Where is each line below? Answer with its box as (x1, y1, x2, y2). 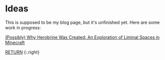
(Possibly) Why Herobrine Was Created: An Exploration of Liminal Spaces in (5, 34, 160, 40)
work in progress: (5, 24, 41, 30)
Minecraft (5, 39, 25, 45)
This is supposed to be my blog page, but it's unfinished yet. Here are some (5, 19, 160, 25)
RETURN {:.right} (5, 49, 40, 55)
